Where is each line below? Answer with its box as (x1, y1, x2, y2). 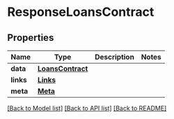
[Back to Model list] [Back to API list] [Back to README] (7, 104, 167, 112)
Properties (7, 32, 54, 44)
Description (95, 53, 134, 62)
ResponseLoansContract (7, 4, 155, 20)
